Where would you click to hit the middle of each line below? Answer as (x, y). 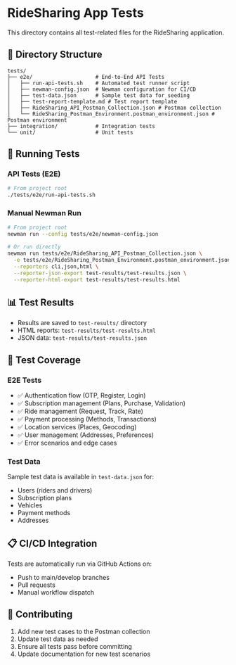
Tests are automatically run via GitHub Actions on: (80, 564)
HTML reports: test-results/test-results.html (86, 330)
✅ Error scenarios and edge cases (67, 443)
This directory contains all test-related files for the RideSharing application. (116, 32)
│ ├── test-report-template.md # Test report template (92, 101)
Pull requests (37, 585)
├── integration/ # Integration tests (81, 126)
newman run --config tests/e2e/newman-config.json (83, 234)
